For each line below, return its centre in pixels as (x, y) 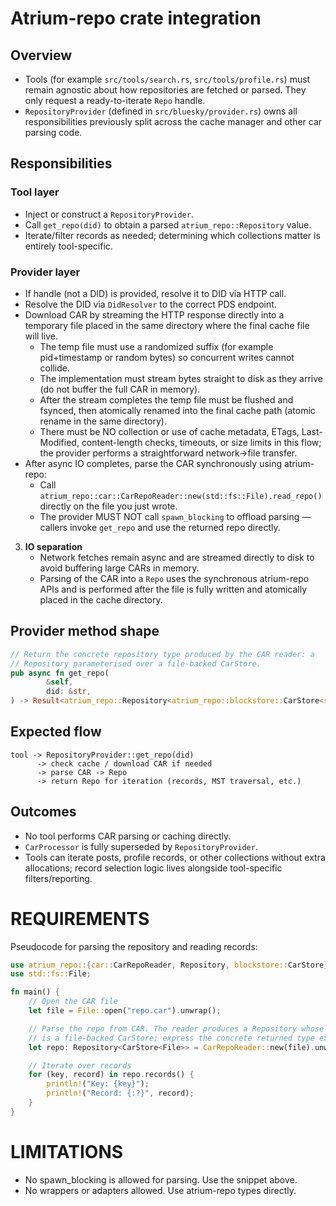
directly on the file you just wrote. (108, 506)
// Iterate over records (80, 1065)
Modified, (59, 442)
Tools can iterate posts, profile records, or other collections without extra (175, 857)
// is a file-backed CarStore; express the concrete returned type (171, 1038)
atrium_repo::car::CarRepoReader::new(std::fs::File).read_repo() (181, 496)
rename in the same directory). (103, 421)
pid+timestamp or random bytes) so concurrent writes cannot (167, 357)
